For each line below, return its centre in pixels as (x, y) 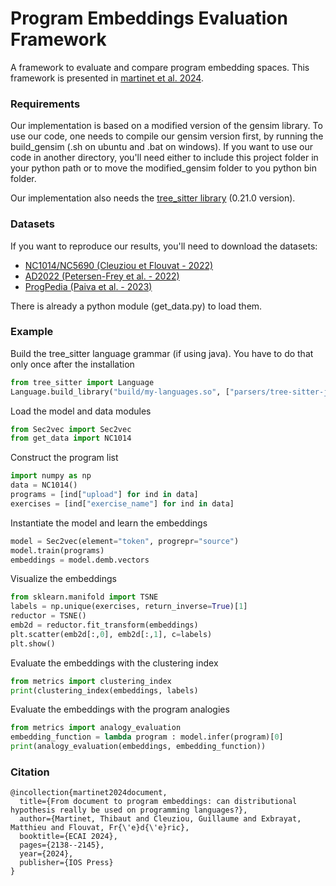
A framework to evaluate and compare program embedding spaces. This (160, 67)
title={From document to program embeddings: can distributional (158, 802)
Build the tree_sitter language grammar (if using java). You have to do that (162, 353)
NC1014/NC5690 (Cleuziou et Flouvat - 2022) (119, 265)
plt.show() (33, 643)
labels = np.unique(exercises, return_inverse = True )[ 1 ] (129, 607)
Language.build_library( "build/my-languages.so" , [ (120, 392)
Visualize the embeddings (63, 579)
